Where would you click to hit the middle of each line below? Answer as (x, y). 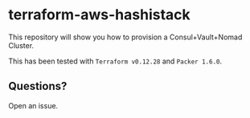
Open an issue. (33, 105)
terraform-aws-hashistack (99, 15)
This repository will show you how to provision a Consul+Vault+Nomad (125, 37)
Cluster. (21, 45)
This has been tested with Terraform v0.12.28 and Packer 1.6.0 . (115, 61)
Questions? (38, 86)
